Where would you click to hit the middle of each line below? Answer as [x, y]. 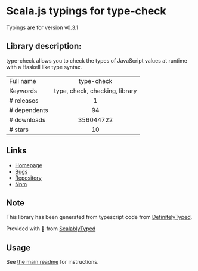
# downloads [27, 119]
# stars [19, 130]
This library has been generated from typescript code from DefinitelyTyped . [99, 217]
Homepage [29, 165]
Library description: [44, 46]
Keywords [23, 91]
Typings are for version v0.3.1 [42, 27]
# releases [24, 100]
